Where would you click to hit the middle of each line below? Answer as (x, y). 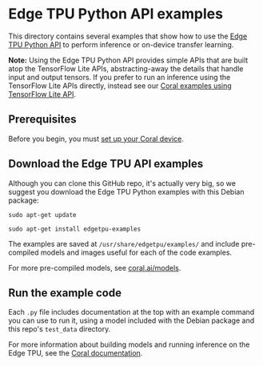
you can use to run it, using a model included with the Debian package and (131, 320)
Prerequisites (42, 120)
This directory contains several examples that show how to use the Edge (128, 36)
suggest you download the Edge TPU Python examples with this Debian (126, 191)
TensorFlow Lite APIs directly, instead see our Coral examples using (120, 86)
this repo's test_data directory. (60, 329)
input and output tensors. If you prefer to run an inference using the (120, 77)
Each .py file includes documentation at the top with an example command (131, 312)
